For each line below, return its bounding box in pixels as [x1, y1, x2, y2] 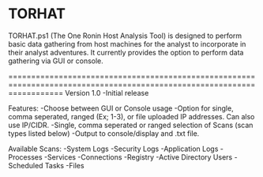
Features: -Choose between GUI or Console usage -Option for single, [8, 104, 235, 113]
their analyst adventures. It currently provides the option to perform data [8, 47, 244, 57]
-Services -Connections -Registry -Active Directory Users [43, 152, 233, 162]
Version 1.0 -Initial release [65, 88, 149, 97]
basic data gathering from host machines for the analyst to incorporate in [8, 39, 246, 48]
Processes [8, 152, 43, 162]
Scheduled [8, 160, 43, 170]
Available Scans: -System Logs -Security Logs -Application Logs [8, 144, 219, 153]
